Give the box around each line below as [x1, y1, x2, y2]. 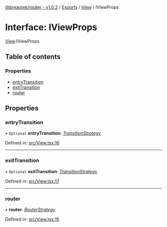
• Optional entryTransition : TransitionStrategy [5, 130, 101, 136]
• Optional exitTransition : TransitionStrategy [5, 168, 98, 174]
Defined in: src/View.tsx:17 [5, 178, 60, 184]
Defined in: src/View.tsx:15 [5, 216, 60, 222]
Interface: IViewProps [5, 22, 97, 33]
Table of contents [5, 52, 61, 61]
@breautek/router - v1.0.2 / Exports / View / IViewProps [5, 4, 119, 10]
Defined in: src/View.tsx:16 [5, 140, 60, 146]
